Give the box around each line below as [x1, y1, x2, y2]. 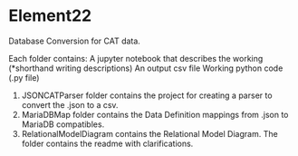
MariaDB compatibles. [21, 119, 105, 130]
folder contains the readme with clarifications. [21, 138, 194, 149]
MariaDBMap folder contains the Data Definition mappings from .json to [21, 109, 289, 120]
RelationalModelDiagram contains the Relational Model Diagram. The [21, 128, 278, 139]
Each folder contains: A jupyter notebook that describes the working [8, 53, 264, 63]
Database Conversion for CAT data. [8, 35, 141, 46]
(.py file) [8, 72, 40, 83]
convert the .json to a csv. [21, 99, 119, 110]
